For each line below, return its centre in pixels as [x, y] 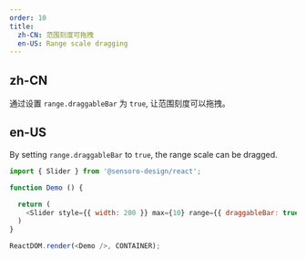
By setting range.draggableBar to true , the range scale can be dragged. [143, 154]
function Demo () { [46, 188]
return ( [34, 204]
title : [22, 26]
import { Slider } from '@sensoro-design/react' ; [106, 171]
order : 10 [28, 18]
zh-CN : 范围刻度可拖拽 [56, 35]
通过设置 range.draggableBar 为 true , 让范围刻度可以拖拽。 [120, 104]
